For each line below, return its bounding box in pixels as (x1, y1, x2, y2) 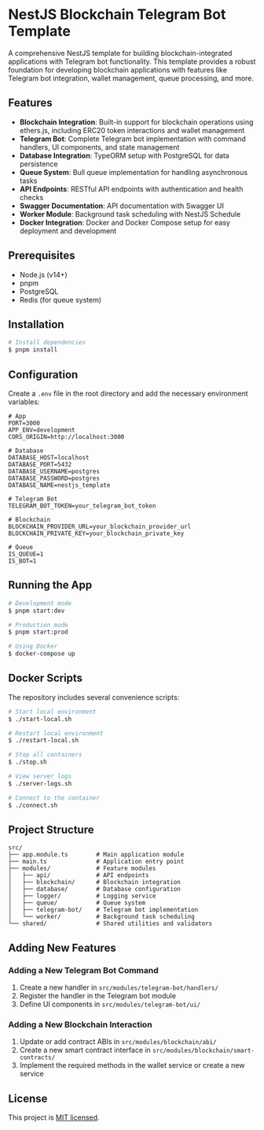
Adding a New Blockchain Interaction (8, 1019, 152, 1030)
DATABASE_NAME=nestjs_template (8, 481, 111, 489)
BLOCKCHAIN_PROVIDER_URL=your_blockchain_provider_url (8, 522, 192, 530)
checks (19, 192, 44, 202)
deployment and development (19, 226, 117, 236)
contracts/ (19, 1054, 56, 1061)
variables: (8, 396, 40, 407)
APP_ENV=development (8, 426, 76, 434)
